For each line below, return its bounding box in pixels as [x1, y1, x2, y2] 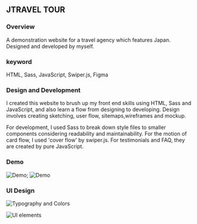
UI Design [6, 186, 35, 195]
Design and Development [6, 86, 81, 94]
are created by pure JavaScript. [6, 143, 84, 150]
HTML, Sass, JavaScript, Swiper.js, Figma [6, 71, 108, 78]
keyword [6, 57, 32, 66]
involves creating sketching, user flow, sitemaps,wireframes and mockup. [6, 112, 186, 119]
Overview [6, 23, 35, 31]
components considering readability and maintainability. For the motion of [6, 130, 187, 137]
